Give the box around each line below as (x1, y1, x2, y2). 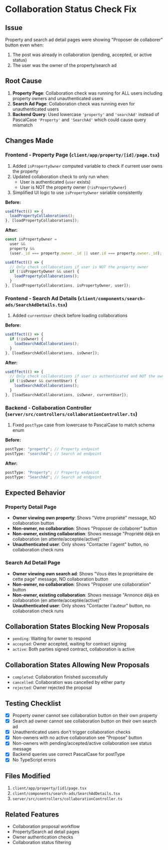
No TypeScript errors (12, 757, 56, 763)
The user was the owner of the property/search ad (12, 63, 117, 68)
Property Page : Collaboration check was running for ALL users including (12, 90, 162, 96)
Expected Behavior (5, 488, 66, 497)
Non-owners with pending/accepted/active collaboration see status (12, 740, 152, 746)
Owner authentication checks (12, 834, 73, 840)
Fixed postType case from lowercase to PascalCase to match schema (12, 422, 155, 428)
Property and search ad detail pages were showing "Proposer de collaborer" (5, 37, 163, 43)
